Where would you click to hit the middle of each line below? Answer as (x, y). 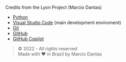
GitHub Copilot (28, 39)
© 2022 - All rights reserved (47, 49)
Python (20, 17)
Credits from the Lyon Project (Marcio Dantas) (54, 7)
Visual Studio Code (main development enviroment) (67, 23)
